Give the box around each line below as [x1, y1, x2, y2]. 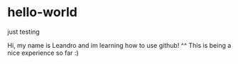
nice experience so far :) [7, 49, 80, 57]
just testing [7, 27, 40, 36]
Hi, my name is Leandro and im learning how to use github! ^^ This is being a [7, 41, 232, 49]
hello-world [7, 4, 78, 20]
